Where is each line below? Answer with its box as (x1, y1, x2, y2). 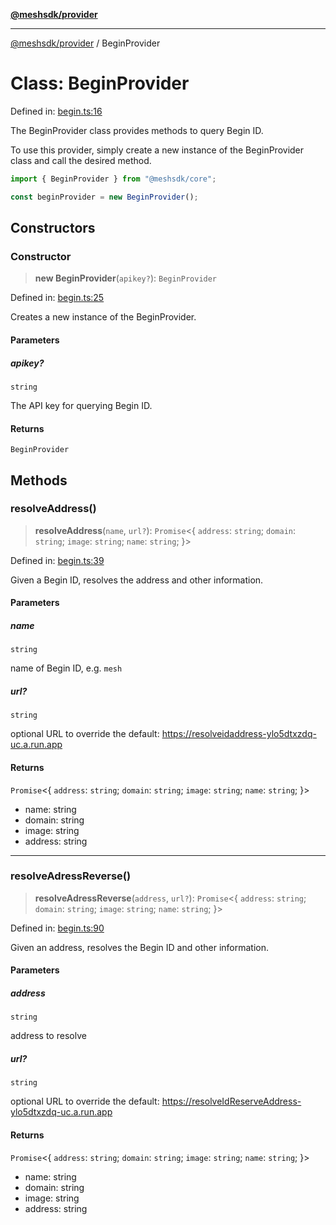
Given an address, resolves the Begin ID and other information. (10, 941, 269, 953)
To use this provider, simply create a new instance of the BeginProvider (10, 144, 305, 156)
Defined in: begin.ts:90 (10, 922, 105, 934)
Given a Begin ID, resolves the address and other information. (10, 574, 264, 586)
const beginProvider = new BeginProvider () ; (10, 192, 199, 202)
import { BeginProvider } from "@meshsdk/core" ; (10, 174, 217, 184)
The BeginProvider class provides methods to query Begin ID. (10, 124, 264, 136)
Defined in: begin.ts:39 (10, 554, 105, 566)
